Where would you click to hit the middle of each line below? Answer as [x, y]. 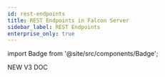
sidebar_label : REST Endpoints [54, 27]
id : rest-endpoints [36, 14]
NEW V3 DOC [27, 67]
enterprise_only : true [41, 34]
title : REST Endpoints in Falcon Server [69, 20]
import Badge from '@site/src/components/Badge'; [83, 54]
